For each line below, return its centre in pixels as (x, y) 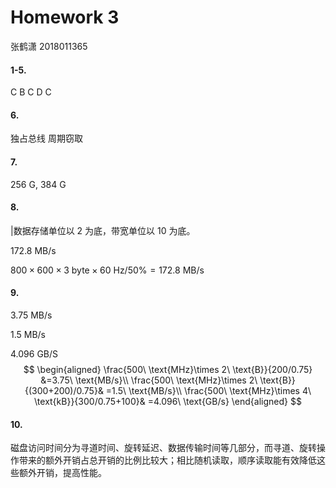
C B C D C (31, 92)
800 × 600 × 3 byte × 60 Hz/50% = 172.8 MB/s (107, 270)
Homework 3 (65, 17)
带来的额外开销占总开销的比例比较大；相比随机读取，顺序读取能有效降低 (167, 460)
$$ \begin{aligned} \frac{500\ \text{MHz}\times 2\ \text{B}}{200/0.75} (168, 369)
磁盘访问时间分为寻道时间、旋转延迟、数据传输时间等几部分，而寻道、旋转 (163, 448)
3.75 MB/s (31, 315)
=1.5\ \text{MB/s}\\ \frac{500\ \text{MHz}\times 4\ (208, 390)
